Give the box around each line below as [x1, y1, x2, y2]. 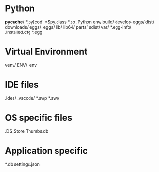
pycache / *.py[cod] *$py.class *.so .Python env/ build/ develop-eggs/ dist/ [5, 19, 155, 25]
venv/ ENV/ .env [5, 62, 37, 68]
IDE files [5, 79, 39, 90]
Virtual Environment [5, 47, 88, 57]
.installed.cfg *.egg [5, 29, 43, 35]
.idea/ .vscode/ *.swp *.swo [5, 95, 59, 101]
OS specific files [5, 112, 72, 123]
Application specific [5, 145, 88, 156]
